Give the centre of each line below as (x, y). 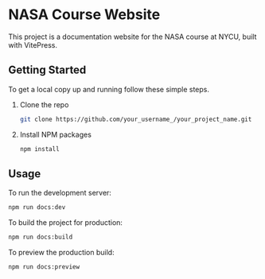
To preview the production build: (61, 253)
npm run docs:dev (37, 207)
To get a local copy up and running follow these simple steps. (109, 89)
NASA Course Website (84, 15)
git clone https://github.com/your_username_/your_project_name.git (136, 119)
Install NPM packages (55, 134)
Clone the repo (44, 104)
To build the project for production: (66, 223)
